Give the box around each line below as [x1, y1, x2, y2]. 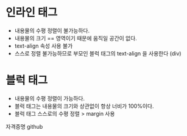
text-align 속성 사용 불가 [14, 42, 73, 49]
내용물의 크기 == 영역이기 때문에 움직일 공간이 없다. [14, 34, 138, 41]
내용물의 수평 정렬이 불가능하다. [14, 27, 90, 34]
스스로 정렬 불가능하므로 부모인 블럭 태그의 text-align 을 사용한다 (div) [14, 49, 182, 57]
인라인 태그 [5, 5, 58, 20]
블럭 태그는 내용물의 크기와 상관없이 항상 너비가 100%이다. [14, 102, 154, 110]
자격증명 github [5, 123, 43, 130]
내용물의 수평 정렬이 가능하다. [14, 95, 85, 102]
